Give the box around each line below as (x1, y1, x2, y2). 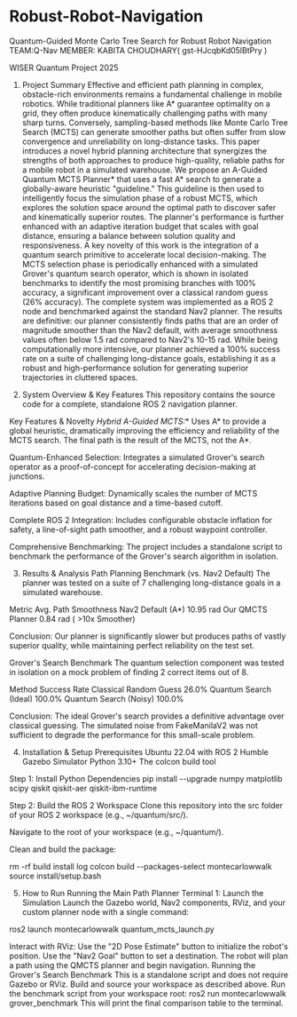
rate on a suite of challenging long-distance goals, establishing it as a (21, 353, 277, 363)
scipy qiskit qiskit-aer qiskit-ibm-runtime (9, 783, 158, 793)
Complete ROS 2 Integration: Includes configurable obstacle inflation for (9, 514, 273, 525)
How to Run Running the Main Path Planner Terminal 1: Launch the (21, 887, 264, 898)
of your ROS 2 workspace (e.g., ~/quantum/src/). (9, 809, 189, 820)
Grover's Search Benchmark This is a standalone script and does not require (9, 969, 289, 980)
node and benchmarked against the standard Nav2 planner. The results (21, 306, 283, 316)
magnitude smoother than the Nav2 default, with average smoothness (21, 324, 278, 335)
